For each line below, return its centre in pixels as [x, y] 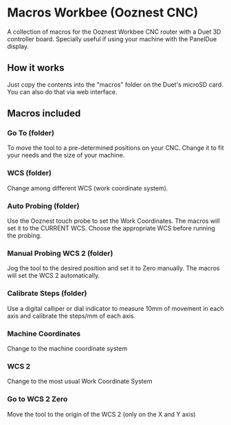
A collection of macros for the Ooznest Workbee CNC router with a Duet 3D [114, 32]
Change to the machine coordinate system [67, 348]
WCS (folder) [29, 173]
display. [18, 46]
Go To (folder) [31, 133]
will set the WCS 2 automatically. [54, 276]
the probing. [24, 236]
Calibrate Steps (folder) [47, 294]
